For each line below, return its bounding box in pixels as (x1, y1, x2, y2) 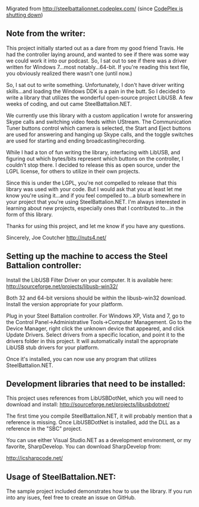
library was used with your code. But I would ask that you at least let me (6, 185, 182, 192)
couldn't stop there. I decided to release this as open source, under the (6, 161, 180, 169)
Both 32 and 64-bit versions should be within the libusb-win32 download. (6, 294, 187, 301)
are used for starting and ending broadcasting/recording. (6, 137, 146, 144)
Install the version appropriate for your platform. (6, 300, 124, 307)
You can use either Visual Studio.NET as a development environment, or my (6, 437, 191, 444)
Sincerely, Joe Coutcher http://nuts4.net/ (6, 234, 107, 241)
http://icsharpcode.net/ (6, 455, 64, 462)
